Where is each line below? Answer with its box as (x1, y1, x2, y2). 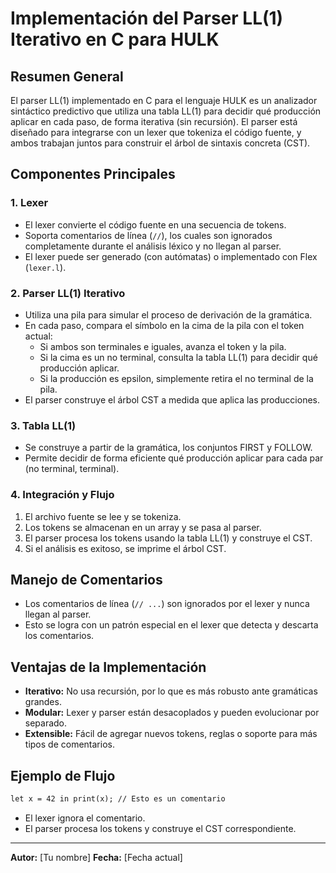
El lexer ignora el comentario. (24, 812, 146, 824)
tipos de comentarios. (24, 738, 115, 751)
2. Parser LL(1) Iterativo (10, 286, 126, 300)
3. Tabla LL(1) (10, 418, 77, 432)
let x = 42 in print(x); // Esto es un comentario (10, 794, 226, 804)
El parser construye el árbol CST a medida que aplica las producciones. (24, 393, 320, 406)
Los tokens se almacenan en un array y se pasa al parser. (24, 521, 262, 533)
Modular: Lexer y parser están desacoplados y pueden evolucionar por (24, 707, 320, 719)
